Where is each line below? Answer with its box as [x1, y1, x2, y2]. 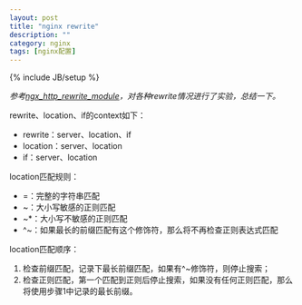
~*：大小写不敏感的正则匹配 [22, 213, 129, 224]
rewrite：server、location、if [22, 129, 132, 141]
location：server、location [22, 141, 122, 152]
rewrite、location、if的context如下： [9, 110, 147, 121]
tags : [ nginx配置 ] [9, 47, 76, 56]
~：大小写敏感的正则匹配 [22, 202, 116, 213]
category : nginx [9, 38, 71, 48]
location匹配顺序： [9, 244, 80, 255]
